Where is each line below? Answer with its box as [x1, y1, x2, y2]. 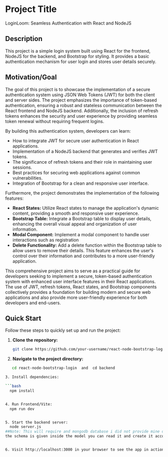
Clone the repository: [12, 337, 58, 343]
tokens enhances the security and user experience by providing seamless [5, 113, 157, 119]
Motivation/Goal [5, 73, 57, 82]
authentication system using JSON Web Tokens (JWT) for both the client [5, 92, 155, 98]
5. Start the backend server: [5, 419, 68, 425]
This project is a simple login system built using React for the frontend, [5, 48, 151, 54]
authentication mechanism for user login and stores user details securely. [5, 59, 156, 65]
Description [5, 35, 42, 43]
